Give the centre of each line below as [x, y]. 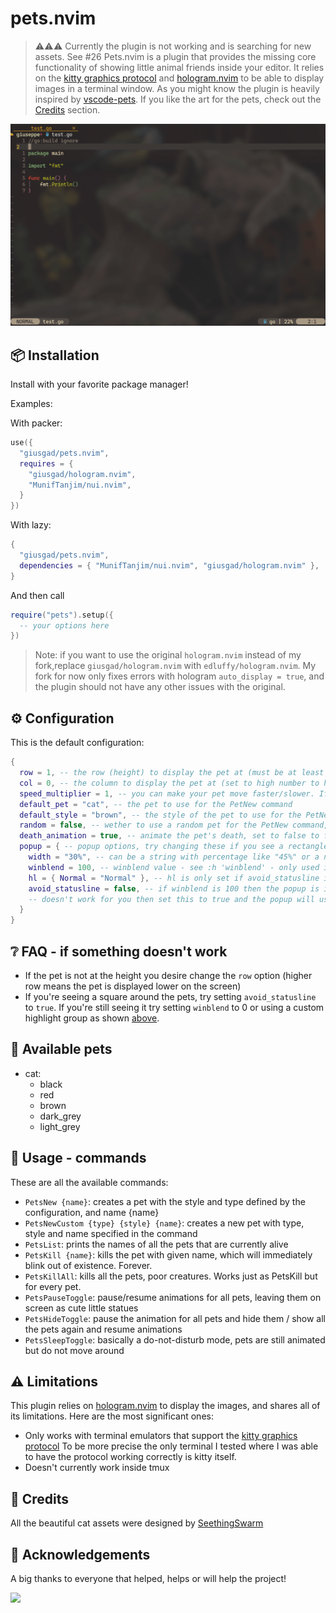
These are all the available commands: [89, 1182]
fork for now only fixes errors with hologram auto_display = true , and [179, 676]
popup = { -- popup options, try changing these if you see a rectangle [174, 847]
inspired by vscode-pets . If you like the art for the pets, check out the [178, 99]
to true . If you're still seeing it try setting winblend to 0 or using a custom [174, 1007]
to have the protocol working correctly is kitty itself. [130, 1457]
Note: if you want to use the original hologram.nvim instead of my [168, 655]
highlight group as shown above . [92, 1018]
